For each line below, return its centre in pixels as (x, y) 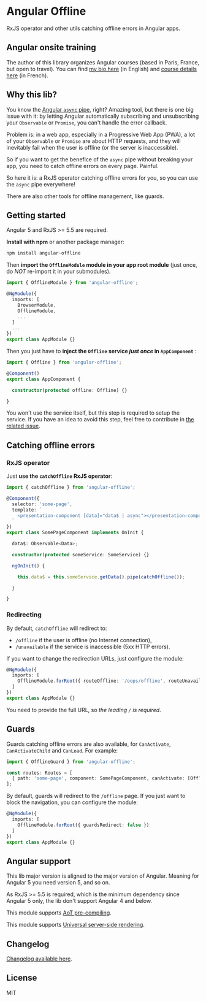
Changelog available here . (39, 959)
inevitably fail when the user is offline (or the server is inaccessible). (93, 147)
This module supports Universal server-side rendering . (76, 925)
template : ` (27, 510)
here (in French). (28, 75)
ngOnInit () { (29, 566)
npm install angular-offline (44, 253)
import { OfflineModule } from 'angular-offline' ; (72, 283)
